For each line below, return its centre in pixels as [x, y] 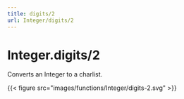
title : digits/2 [31, 14]
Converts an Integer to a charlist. [55, 74]
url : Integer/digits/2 [41, 20]
